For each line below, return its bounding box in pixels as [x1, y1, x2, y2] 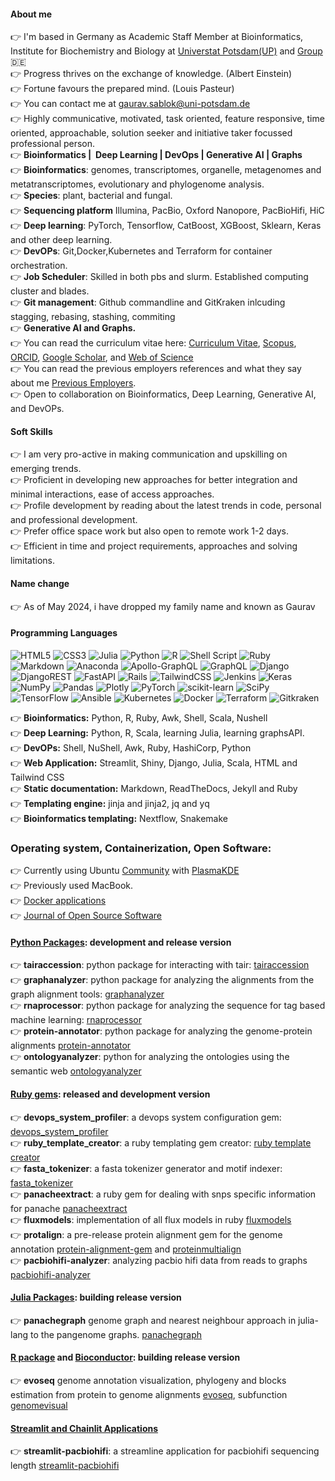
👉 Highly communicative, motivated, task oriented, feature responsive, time [10, 113, 325, 125]
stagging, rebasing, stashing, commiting [10, 311, 176, 323]
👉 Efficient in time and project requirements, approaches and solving [10, 540, 298, 552]
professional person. [10, 138, 96, 150]
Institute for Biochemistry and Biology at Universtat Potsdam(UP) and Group [10, 45, 323, 57]
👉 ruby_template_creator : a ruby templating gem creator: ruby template [10, 1136, 312, 1149]
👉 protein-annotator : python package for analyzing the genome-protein [10, 1025, 313, 1037]
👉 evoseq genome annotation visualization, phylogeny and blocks [10, 1374, 287, 1386]
